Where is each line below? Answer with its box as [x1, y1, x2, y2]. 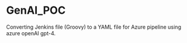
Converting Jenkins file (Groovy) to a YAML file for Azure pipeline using [6, 23, 182, 30]
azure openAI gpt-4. [6, 29, 56, 36]
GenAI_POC [6, 4, 66, 17]
